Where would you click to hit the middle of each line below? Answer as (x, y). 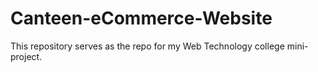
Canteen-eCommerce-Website (141, 18)
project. (26, 56)
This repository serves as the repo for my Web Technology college (147, 46)
